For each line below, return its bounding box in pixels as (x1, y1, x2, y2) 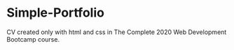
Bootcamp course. (6, 35, 60, 43)
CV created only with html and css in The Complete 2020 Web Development (6, 28, 227, 36)
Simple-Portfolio (6, 5, 104, 21)
